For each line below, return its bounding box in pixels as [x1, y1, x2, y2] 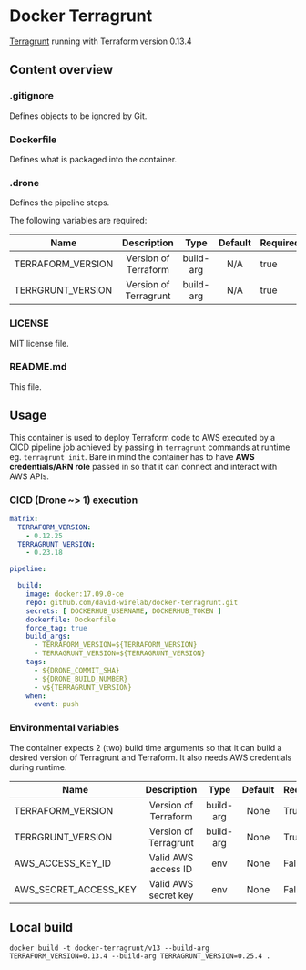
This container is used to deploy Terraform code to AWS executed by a [9, 432, 276, 443]
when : [25, 691, 47, 701]
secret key [148, 889, 194, 902]
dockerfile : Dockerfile [25, 615, 117, 624]
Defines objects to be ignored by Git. [9, 110, 148, 121]
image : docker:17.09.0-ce [25, 589, 125, 599]
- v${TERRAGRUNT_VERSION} [33, 683, 132, 692]
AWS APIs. [9, 471, 50, 482]
